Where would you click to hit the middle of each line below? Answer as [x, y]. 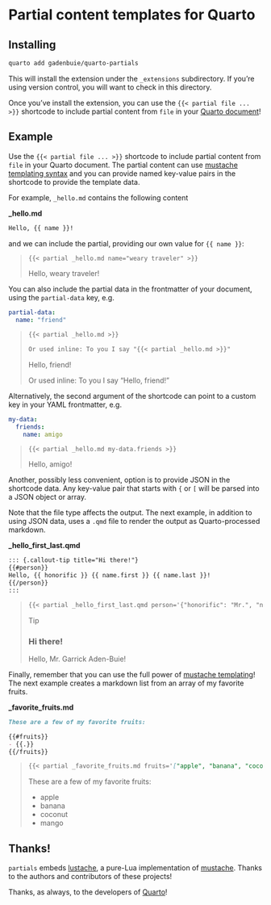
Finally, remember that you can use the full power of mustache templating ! [132, 674]
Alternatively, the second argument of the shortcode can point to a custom [132, 396]
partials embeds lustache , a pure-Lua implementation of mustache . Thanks [135, 868]
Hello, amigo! [50, 464]
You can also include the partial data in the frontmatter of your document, [130, 289]
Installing [32, 45]
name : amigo [43, 434]
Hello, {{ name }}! [41, 228]
